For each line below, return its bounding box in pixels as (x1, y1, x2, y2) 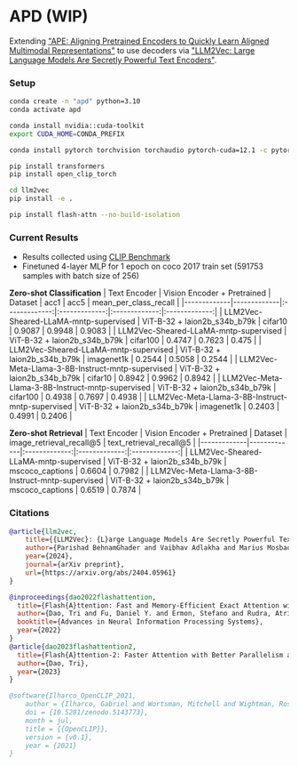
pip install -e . (9, 194, 74, 204)
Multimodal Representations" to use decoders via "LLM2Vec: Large (9, 44, 255, 55)
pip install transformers (9, 162, 105, 171)
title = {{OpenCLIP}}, (25, 724, 109, 733)
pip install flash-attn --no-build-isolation (9, 211, 180, 220)
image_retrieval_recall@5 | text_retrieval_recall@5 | (9, 438, 197, 448)
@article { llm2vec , (9, 527, 77, 536)
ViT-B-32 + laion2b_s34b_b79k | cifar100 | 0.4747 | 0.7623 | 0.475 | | (9, 335, 262, 346)
